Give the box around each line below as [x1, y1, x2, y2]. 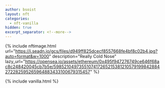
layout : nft [5, 12, 29, 17]
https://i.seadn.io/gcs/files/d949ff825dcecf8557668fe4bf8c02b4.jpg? [15, 48, 158, 54]
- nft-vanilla [9, 20, 38, 26]
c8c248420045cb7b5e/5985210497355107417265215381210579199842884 [5, 64, 160, 70]
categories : [5, 16, 29, 21]
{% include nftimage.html [5, 43, 56, 49]
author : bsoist [5, 7, 36, 12]
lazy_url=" [5, 59, 26, 64]
